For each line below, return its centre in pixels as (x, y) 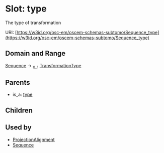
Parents (18, 83)
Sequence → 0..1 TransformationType (43, 66)
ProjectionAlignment (33, 139)
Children (19, 110)
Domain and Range (35, 53)
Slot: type (26, 9)
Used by (18, 128)
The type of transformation (33, 23)
